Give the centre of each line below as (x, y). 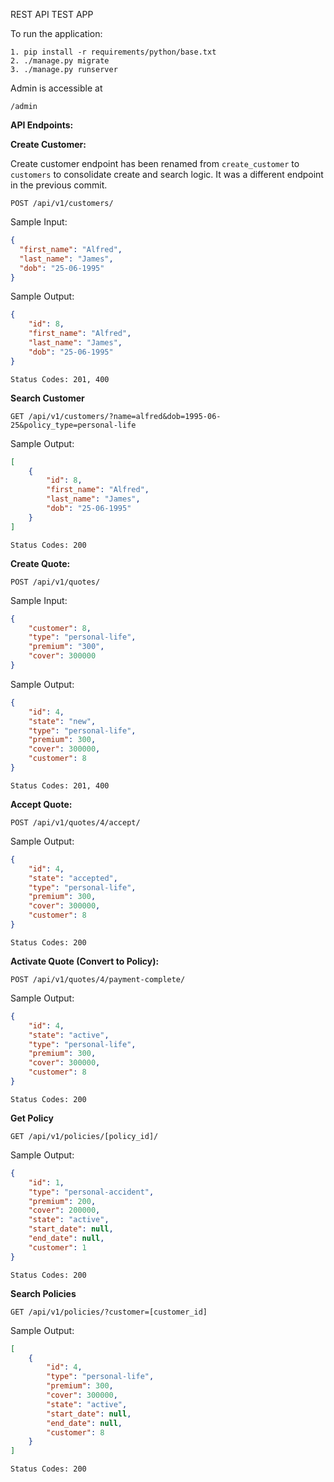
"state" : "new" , (62, 721)
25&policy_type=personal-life (73, 425)
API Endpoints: (42, 125)
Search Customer (47, 398)
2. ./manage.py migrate (60, 61)
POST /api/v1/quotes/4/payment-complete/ (98, 979)
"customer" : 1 (57, 1247)
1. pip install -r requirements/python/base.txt (113, 52)
